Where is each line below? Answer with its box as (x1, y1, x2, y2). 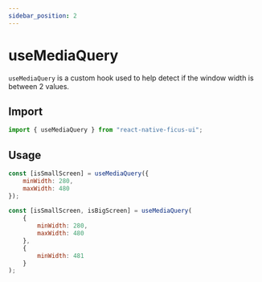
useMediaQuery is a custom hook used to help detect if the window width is (8, 73, 255, 83)
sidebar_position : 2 (8, 11, 78, 20)
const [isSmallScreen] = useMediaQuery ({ (8, 170, 149, 178)
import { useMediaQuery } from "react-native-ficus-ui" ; (8, 126, 203, 134)
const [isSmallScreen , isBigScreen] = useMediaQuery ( (8, 206, 193, 215)
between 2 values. (8, 81, 70, 91)
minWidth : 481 (37, 251, 84, 260)
